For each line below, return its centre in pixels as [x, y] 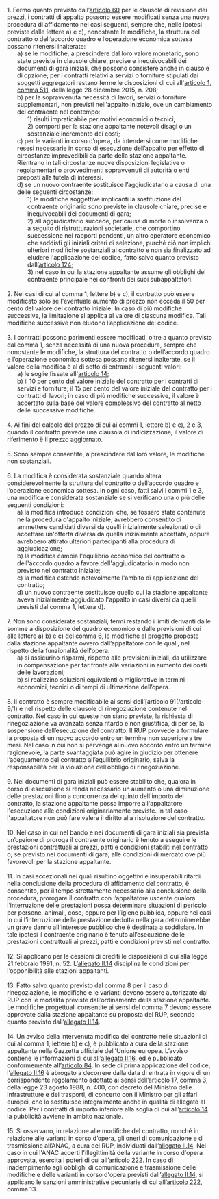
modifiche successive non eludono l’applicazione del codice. [92, 323]
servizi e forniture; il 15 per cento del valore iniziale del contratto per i [114, 388]
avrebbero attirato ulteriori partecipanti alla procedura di [96, 541]
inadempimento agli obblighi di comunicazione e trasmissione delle [101, 1167]
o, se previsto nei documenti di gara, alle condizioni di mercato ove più [106, 854]
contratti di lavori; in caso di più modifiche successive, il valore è [108, 396]
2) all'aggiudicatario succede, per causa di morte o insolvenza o [118, 221]
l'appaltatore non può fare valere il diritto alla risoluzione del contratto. [106, 818]
